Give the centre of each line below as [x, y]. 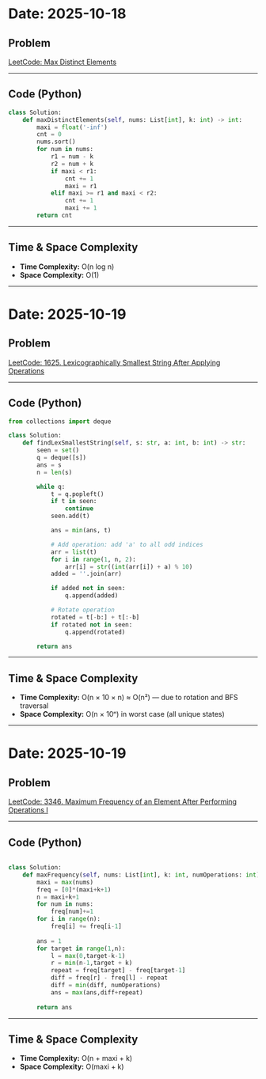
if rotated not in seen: [91, 625]
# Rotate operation [82, 610]
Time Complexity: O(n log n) [67, 267]
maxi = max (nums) [65, 882]
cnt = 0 [49, 134]
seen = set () [58, 451]
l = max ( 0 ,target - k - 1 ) [88, 956]
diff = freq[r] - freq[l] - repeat [109, 978]
